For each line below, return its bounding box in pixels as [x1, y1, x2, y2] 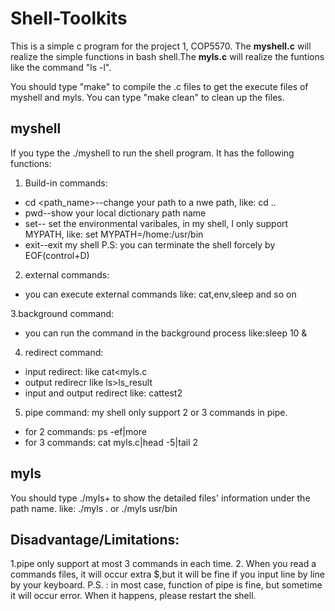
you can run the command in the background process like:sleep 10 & [24, 327, 308, 339]
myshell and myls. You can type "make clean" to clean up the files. [10, 91, 285, 103]
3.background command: [10, 307, 115, 319]
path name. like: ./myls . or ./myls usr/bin [10, 502, 178, 514]
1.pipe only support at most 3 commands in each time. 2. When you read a [10, 558, 317, 570]
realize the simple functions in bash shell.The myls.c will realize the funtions [10, 50, 325, 62]
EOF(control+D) [24, 249, 90, 261]
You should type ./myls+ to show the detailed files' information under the [10, 492, 311, 504]
